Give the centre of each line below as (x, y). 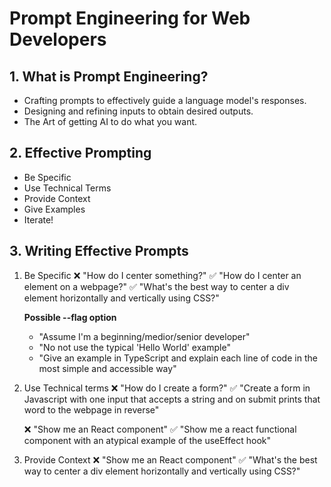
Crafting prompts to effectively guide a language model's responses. (165, 100)
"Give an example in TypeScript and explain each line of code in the (178, 358)
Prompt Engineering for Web (130, 18)
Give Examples (54, 209)
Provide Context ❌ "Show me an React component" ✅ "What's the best (170, 459)
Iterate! (38, 219)
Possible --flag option (70, 317)
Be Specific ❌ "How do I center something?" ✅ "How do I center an (162, 275)
